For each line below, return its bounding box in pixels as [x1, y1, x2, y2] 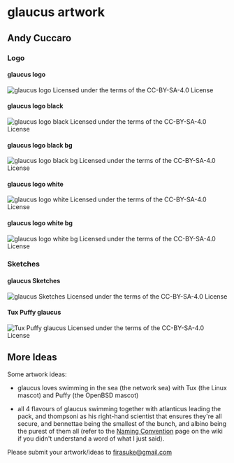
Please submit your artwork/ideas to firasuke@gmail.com [7, 448, 173, 456]
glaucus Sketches [7, 277, 61, 285]
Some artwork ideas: [7, 370, 68, 378]
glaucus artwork [7, 4, 105, 20]
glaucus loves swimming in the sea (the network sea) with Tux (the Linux [17, 383, 227, 392]
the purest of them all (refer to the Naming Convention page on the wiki [17, 427, 224, 435]
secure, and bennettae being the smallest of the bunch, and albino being [17, 419, 227, 427]
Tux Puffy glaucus [7, 308, 61, 317]
